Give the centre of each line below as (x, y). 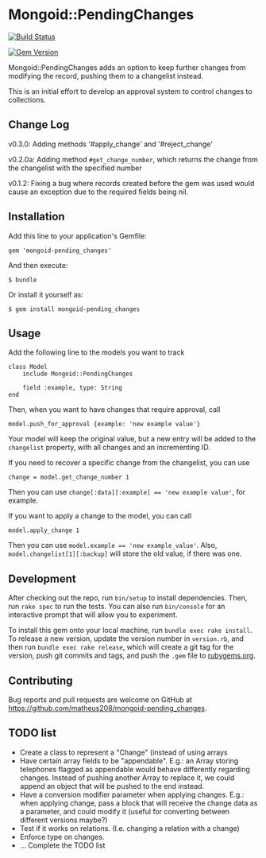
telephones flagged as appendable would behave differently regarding (135, 769)
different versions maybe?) (64, 820)
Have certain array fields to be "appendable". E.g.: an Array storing (129, 760)
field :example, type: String (73, 388)
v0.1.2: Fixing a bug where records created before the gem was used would (131, 183)
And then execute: (38, 265)
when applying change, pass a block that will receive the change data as (139, 803)
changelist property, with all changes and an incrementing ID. (109, 448)
